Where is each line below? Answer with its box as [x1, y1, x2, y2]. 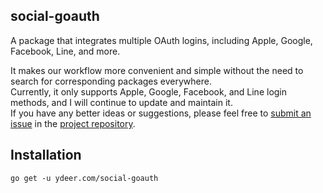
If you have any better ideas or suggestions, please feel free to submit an [10, 107, 312, 119]
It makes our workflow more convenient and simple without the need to [10, 64, 304, 76]
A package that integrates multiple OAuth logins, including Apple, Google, [10, 34, 313, 46]
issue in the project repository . [10, 117, 136, 129]
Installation [10, 147, 82, 164]
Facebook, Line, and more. [10, 45, 121, 57]
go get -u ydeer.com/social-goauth [10, 173, 159, 183]
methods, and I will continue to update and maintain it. [10, 96, 233, 108]
